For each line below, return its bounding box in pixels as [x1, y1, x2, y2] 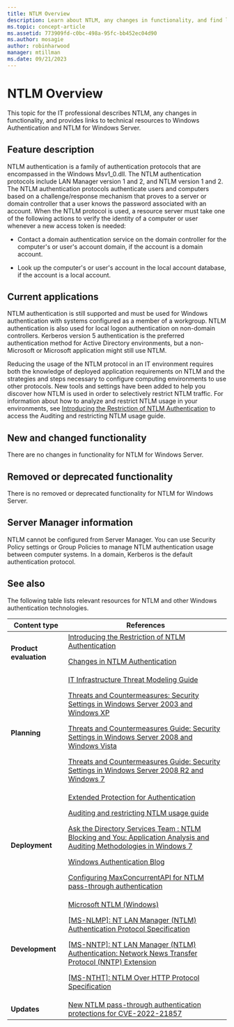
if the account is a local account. [17, 271, 111, 279]
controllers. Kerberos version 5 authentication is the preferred [7, 332, 185, 340]
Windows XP [68, 708, 110, 717]
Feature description [7, 144, 95, 155]
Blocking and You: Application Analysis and [68, 832, 210, 842]
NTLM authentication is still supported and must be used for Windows [7, 310, 208, 318]
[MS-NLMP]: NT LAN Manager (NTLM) [68, 915, 197, 925]
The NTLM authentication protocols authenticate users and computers [7, 184, 210, 192]
